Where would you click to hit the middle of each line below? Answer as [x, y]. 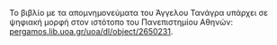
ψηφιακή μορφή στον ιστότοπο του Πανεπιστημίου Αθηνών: [121, 22]
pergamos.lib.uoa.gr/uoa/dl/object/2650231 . [91, 31]
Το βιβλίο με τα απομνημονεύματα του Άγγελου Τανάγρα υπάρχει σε [138, 13]
